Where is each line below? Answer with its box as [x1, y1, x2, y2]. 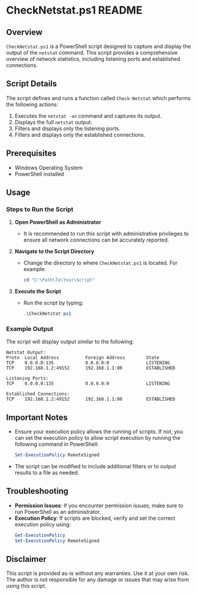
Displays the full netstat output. [14, 118, 93, 126]
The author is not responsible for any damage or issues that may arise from [6, 576, 189, 583]
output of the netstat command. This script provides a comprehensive [6, 49, 178, 56]
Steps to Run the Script [6, 205, 74, 213]
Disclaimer [6, 554, 47, 564]
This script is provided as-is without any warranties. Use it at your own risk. [6, 570, 190, 577]
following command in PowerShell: [14, 440, 99, 448]
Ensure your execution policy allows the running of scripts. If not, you [14, 428, 183, 435]
